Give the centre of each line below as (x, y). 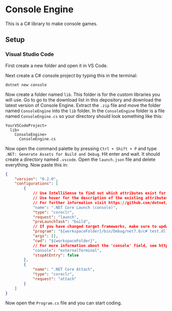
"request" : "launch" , (56, 217)
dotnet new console (26, 85)
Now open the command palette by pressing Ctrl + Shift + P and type (81, 148)
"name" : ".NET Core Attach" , (64, 269)
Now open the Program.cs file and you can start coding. (64, 303)
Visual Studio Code (30, 54)
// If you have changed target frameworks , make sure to (95, 226)
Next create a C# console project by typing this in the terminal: (71, 75)
